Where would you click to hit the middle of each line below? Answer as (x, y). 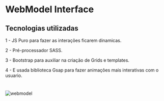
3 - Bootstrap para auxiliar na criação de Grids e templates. (67, 60)
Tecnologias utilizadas (42, 28)
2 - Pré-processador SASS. (34, 50)
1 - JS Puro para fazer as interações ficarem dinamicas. (63, 40)
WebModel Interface (50, 9)
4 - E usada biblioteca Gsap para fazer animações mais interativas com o (82, 70)
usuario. (14, 75)
